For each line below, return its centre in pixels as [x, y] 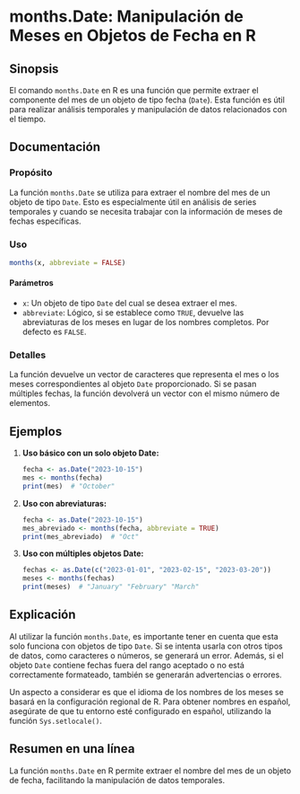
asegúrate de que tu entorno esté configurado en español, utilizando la [140, 710]
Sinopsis [34, 69]
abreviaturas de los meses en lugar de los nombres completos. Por [146, 322]
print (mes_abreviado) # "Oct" [81, 536]
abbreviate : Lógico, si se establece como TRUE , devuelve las [133, 313]
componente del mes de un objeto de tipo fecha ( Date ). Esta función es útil [147, 100]
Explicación [43, 615]
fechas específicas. [46, 221]
